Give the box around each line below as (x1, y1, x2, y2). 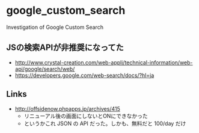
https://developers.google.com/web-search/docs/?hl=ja (14, 72, 155, 79)
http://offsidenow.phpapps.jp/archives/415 (14, 105, 120, 112)
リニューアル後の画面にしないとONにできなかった (23, 112, 148, 119)
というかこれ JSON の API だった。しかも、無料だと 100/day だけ (23, 120, 186, 127)
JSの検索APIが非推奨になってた (6, 43, 124, 53)
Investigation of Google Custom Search (6, 23, 104, 31)
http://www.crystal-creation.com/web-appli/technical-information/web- (14, 58, 194, 66)
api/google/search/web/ (14, 65, 75, 72)
